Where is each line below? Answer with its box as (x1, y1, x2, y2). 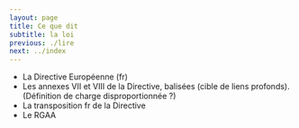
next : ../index (9, 47, 67, 56)
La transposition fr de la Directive (22, 100, 146, 111)
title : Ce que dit (9, 22, 78, 31)
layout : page (9, 13, 59, 23)
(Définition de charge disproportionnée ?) (22, 91, 177, 102)
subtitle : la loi (9, 30, 75, 39)
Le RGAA (22, 110, 57, 121)
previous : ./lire (9, 38, 75, 48)
